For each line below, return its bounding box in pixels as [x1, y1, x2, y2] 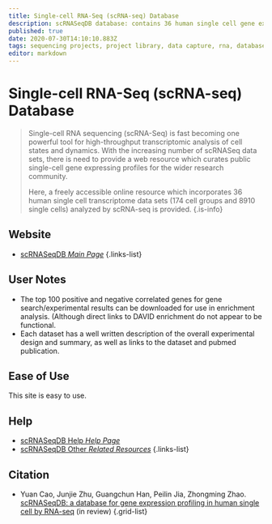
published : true [8, 27, 63, 35]
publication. [19, 346, 60, 356]
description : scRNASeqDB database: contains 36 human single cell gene [8, 19, 255, 28]
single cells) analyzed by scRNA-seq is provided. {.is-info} [28, 204, 223, 214]
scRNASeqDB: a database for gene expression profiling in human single [19, 498, 260, 507]
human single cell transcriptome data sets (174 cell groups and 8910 [28, 195, 256, 205]
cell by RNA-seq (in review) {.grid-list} [19, 507, 148, 516]
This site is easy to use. [8, 390, 87, 401]
